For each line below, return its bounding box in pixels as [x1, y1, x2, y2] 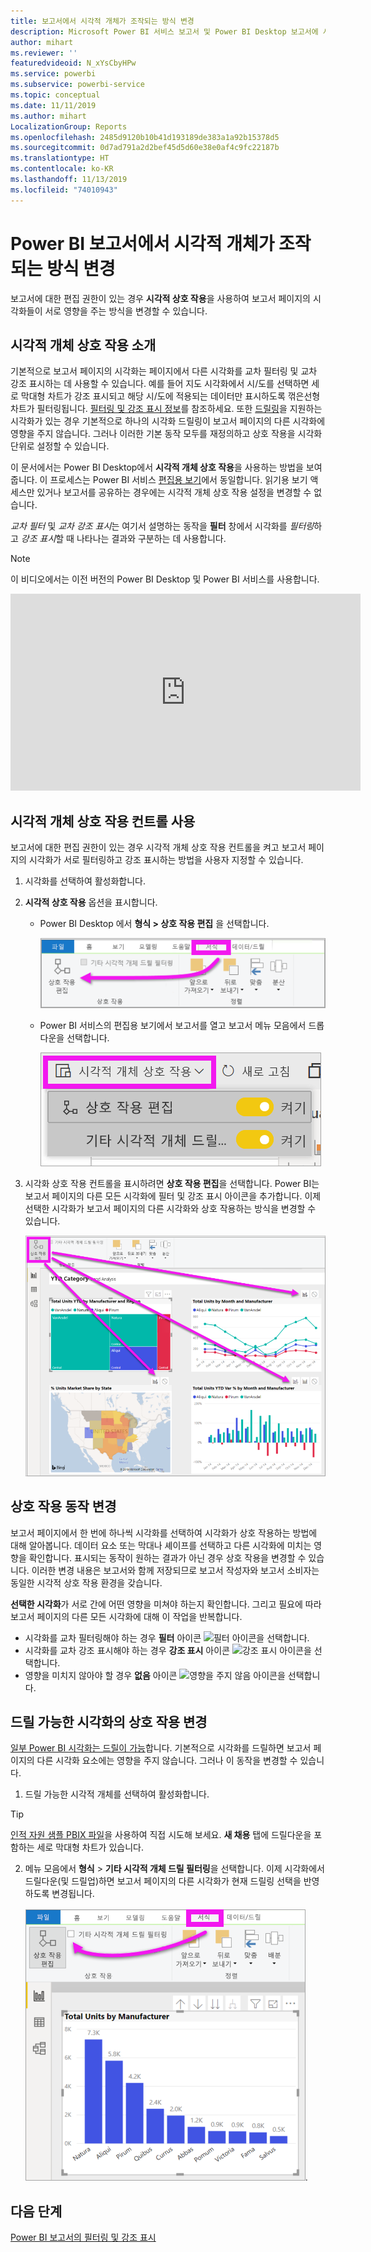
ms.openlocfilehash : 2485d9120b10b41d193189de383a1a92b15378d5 [10, 132, 280, 142]
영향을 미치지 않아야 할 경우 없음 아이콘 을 [24, 1669, 286, 1681]
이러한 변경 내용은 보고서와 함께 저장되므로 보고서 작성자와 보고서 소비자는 [31, 1564, 320, 1576]
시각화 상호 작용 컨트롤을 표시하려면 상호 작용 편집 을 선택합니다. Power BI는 [24, 1177, 320, 1189]
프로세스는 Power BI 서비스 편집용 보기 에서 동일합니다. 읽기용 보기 [49, 474, 308, 486]
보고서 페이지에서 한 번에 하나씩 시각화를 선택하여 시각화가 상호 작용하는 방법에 [10, 1526, 318, 1539]
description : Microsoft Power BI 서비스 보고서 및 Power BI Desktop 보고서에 [10, 26, 319, 37]
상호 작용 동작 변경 [10, 1498, 117, 1515]
